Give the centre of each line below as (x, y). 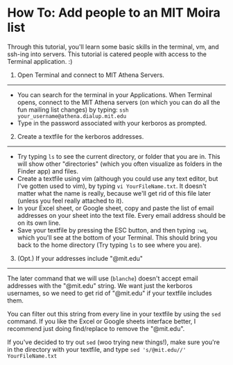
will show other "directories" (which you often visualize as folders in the (120, 164)
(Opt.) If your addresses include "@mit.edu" (80, 258)
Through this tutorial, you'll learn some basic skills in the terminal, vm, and (113, 46)
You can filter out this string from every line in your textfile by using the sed (114, 314)
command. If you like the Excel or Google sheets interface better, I (102, 321)
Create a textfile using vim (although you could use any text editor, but (118, 178)
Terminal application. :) (40, 61)
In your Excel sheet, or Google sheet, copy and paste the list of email (115, 208)
